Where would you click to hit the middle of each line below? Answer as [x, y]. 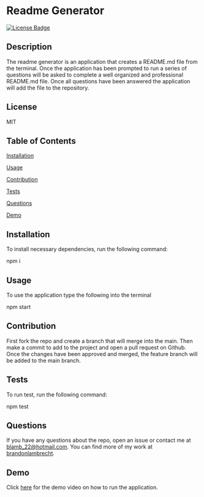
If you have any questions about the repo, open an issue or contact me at [99, 440]
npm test [17, 406]
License [22, 107]
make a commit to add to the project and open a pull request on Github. [96, 347]
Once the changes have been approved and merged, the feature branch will [102, 354]
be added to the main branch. [44, 360]
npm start [19, 307]
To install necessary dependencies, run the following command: [87, 249]
